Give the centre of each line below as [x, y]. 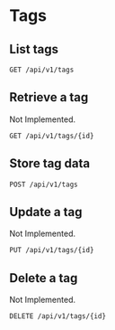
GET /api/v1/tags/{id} [52, 136]
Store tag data [50, 164]
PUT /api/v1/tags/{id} [52, 250]
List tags [34, 49]
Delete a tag [44, 278]
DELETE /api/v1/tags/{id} [57, 316]
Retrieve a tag [49, 97]
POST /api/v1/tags [44, 184]
